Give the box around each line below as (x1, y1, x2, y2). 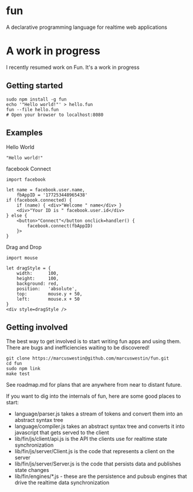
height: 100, (16, 275, 59, 281)
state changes (14, 467, 49, 474)
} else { (6, 212, 28, 218)
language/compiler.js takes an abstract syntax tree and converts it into (14, 423, 185, 430)
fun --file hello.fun (6, 107, 59, 112)
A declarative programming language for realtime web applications (6, 24, 167, 31)
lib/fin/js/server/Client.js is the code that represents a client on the (14, 448, 175, 455)
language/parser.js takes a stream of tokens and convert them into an (14, 410, 183, 417)
